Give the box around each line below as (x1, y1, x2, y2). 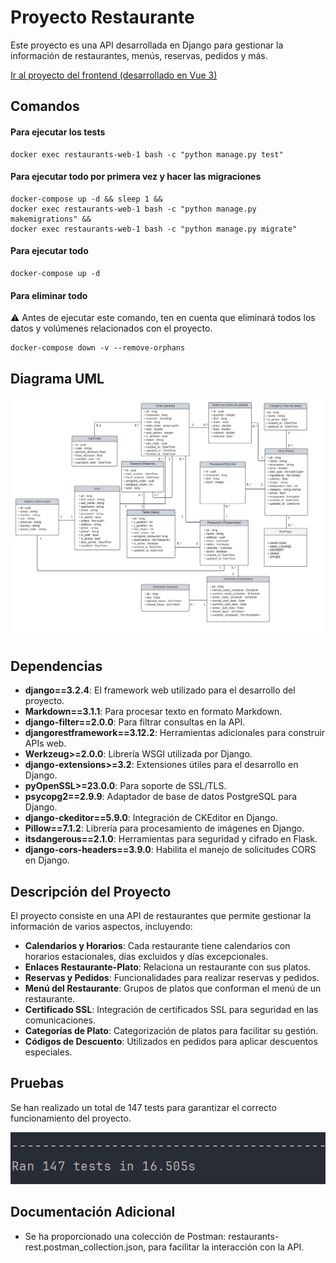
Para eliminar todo (10, 289, 88, 301)
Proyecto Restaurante (10, 6, 195, 29)
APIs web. (24, 737, 67, 750)
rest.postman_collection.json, (24, 1241, 147, 1253)
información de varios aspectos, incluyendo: (10, 920, 193, 932)
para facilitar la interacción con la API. (148, 1241, 305, 1253)
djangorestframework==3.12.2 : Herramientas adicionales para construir (24, 727, 326, 739)
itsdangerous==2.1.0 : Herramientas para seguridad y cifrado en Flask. (24, 833, 318, 845)
